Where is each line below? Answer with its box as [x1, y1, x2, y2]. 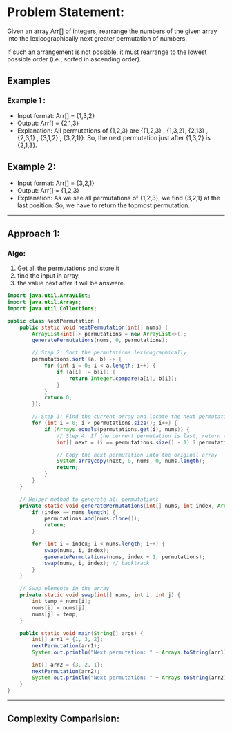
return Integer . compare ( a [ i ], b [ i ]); [68, 374, 177, 382]
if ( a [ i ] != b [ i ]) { [56, 368, 116, 375]
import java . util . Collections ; [7, 305, 97, 312]
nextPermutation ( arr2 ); [32, 667, 100, 674]
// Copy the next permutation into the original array [56, 451, 217, 458]
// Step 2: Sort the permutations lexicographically [32, 350, 187, 357]
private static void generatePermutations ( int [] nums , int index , [19, 502, 215, 509]
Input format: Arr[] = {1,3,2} [17, 111, 95, 120]
